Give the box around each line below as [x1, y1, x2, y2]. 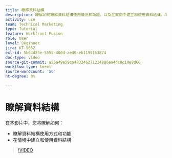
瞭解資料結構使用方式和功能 [12, 130, 72, 137]
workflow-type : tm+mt [5, 64, 52, 69]
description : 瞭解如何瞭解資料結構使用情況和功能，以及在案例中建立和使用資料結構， [5, 12, 165, 17]
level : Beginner [5, 41, 40, 46]
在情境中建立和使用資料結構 [12, 137, 72, 143]
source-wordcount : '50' [5, 69, 56, 74]
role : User [5, 36, 29, 41]
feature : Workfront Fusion [5, 31, 63, 36]
